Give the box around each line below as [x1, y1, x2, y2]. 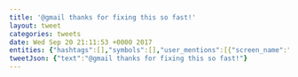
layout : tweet [9, 21, 62, 30]
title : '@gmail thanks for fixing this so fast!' [9, 12, 197, 22]
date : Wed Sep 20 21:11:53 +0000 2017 [9, 37, 153, 47]
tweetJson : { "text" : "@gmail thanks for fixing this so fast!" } [9, 54, 248, 63]
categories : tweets [9, 29, 82, 38]
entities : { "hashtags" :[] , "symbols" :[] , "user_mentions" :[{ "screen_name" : [9, 46, 288, 55]
